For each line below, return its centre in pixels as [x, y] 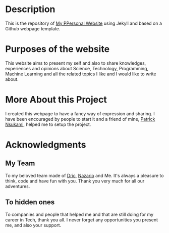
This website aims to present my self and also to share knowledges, [76, 63]
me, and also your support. [33, 225]
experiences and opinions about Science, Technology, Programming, [77, 68]
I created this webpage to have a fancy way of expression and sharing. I [80, 113]
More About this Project [56, 100]
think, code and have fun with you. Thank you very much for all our [75, 181]
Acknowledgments [46, 145]
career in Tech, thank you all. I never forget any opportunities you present [81, 220]
